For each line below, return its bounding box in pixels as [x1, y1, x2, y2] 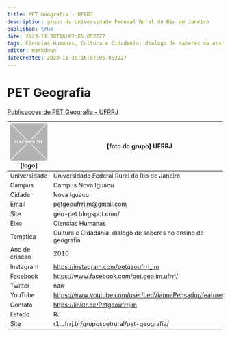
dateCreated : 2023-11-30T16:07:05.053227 [7, 55, 127, 62]
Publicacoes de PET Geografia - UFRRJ [7, 107, 118, 116]
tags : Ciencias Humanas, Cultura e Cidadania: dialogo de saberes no [7, 40, 210, 47]
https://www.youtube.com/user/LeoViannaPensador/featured [53, 291, 226, 299]
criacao [10, 253, 32, 261]
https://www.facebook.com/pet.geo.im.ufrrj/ [53, 272, 179, 280]
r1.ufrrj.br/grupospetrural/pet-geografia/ [53, 320, 169, 328]
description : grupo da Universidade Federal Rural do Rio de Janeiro [7, 18, 210, 25]
